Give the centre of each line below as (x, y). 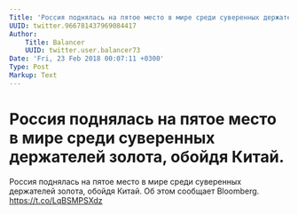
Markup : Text (33, 75)
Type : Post (29, 67)
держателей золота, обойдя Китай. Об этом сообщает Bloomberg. (134, 191)
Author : (24, 34)
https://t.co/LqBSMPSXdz (56, 200)
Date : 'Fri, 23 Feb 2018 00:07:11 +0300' (87, 59)
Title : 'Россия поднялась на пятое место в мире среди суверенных (134, 17)
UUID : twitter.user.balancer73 (83, 51)
